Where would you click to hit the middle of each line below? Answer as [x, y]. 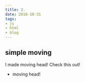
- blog [12, 33]
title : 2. [15, 10]
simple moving [29, 53]
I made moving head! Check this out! [43, 64]
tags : [11, 19]
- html [12, 28]
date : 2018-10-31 [23, 14]
